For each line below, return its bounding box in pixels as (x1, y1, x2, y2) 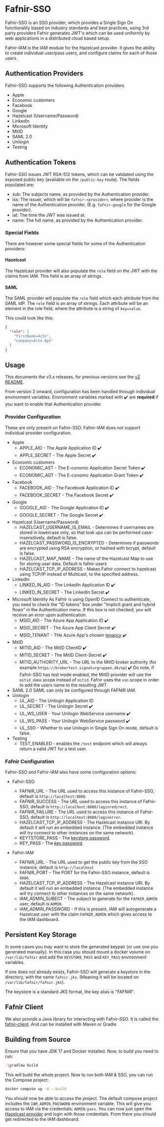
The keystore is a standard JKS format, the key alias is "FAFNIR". (5, 989, 135, 995)
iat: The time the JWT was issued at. (12, 212, 86, 218)
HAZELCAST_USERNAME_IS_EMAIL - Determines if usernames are (19, 524, 154, 530)
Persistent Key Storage (5, 930, 77, 939)
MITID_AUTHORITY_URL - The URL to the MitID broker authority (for (19, 659, 157, 665)
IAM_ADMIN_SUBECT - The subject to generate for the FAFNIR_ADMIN (19, 896, 158, 902)
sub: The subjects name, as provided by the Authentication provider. (12, 191, 150, 197)
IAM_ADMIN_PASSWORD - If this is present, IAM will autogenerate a (19, 906, 157, 912)
